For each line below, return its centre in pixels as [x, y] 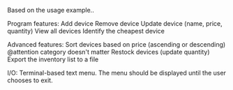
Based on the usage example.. [51, 10]
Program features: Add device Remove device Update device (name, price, [115, 23]
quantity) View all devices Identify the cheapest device [86, 31]
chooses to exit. [30, 80]
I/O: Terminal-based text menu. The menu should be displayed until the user [117, 73]
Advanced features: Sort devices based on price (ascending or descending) [116, 44]
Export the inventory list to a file [53, 59]
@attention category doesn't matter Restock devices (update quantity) [109, 52]
